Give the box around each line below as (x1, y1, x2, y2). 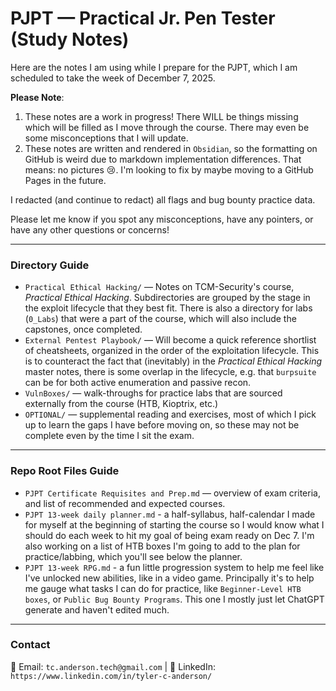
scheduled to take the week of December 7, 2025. (10, 72, 216, 84)
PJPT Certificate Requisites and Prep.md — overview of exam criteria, (24, 487, 321, 499)
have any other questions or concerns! (10, 223, 170, 236)
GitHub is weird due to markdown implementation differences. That (24, 153, 302, 165)
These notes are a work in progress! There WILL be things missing (24, 110, 299, 122)
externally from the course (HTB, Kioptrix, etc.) (24, 398, 219, 410)
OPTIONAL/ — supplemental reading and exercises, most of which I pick (24, 408, 317, 421)
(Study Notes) (10, 28, 130, 51)
